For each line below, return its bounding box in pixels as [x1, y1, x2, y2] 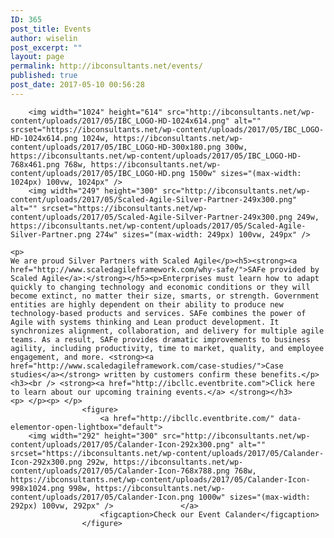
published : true [10, 71, 78, 81]
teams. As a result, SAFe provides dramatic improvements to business [10, 334, 311, 345]
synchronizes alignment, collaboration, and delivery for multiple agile [10, 326, 325, 336]
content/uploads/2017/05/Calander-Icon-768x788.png [10, 466, 230, 476]
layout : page [10, 52, 65, 62]
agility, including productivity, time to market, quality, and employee [10, 343, 325, 353]
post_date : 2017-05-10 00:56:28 [10, 80, 145, 90]
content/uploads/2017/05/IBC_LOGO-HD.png [10, 168, 186, 178]
